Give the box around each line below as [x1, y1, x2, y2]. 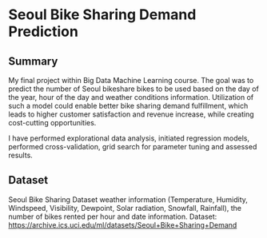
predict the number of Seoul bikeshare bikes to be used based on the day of [8, 84, 260, 93]
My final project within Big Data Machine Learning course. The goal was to [8, 76, 254, 85]
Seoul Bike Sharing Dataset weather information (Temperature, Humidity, [8, 194, 248, 204]
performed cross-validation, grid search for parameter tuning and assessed [8, 142, 257, 151]
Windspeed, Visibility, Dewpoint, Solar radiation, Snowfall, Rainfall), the [8, 203, 242, 212]
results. [8, 150, 34, 160]
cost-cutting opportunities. [8, 118, 97, 127]
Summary [8, 54, 58, 68]
